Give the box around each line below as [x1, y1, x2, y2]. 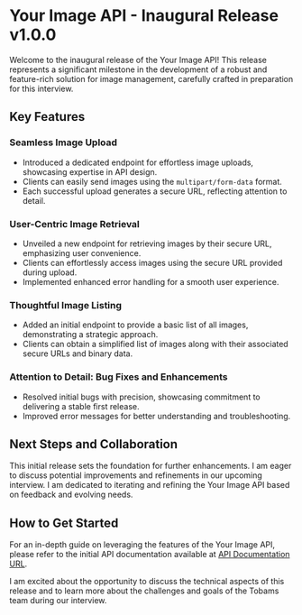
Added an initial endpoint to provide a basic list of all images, [22, 319, 249, 330]
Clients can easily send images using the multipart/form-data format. [22, 176, 282, 187]
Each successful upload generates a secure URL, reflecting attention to [22, 186, 288, 197]
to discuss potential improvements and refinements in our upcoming [9, 470, 263, 481]
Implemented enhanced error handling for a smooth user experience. [22, 276, 279, 287]
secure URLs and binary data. [22, 348, 133, 359]
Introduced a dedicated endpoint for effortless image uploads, [22, 157, 254, 168]
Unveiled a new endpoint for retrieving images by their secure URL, [22, 238, 272, 249]
